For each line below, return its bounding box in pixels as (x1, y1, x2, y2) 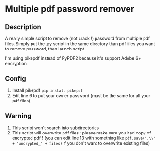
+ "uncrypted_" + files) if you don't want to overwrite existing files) (12, 140, 150, 146)
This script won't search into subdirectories (12, 125, 99, 131)
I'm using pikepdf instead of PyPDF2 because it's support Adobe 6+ (5, 55, 142, 61)
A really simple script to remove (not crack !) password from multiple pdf (5, 35, 150, 41)
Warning (5, 112, 32, 120)
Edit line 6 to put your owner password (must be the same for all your (12, 92, 151, 98)
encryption (5, 61, 27, 66)
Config (5, 74, 26, 83)
